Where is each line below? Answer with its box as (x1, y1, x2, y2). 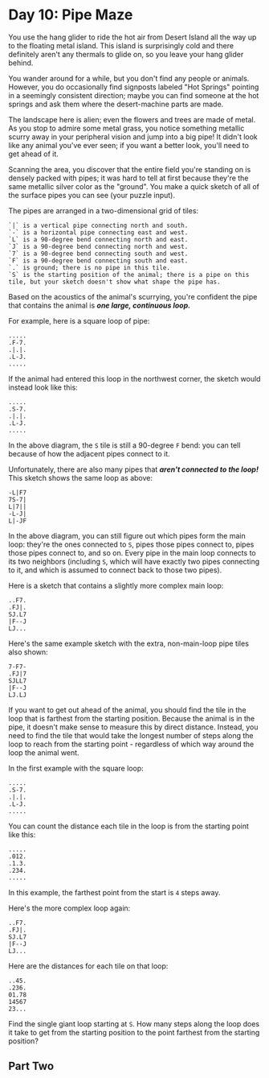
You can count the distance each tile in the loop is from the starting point (8, 821, 249, 831)
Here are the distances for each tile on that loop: (8, 960, 169, 971)
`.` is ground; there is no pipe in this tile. (8, 263, 171, 271)
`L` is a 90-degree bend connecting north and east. (8, 235, 189, 243)
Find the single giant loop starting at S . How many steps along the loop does (8, 1018, 259, 1028)
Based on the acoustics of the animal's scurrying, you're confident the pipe (8, 291, 258, 301)
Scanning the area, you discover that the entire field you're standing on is (8, 164, 251, 174)
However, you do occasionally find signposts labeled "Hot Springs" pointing (8, 82, 259, 92)
